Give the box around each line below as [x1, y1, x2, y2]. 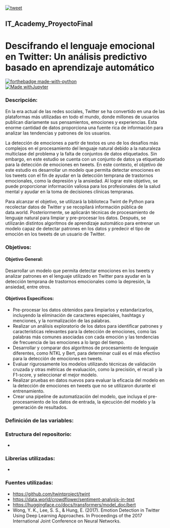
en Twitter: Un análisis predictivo [5, 51, 147, 62]
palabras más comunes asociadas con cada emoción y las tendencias [12, 334, 159, 340]
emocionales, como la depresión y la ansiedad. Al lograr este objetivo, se [5, 177, 158, 183]
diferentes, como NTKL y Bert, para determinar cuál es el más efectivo [12, 350, 160, 356]
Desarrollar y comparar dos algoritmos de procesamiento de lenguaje [12, 345, 158, 351]
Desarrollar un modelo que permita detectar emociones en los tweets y [5, 268, 154, 274]
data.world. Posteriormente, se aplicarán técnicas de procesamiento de [5, 209, 155, 215]
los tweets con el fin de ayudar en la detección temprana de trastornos [5, 172, 153, 178]
